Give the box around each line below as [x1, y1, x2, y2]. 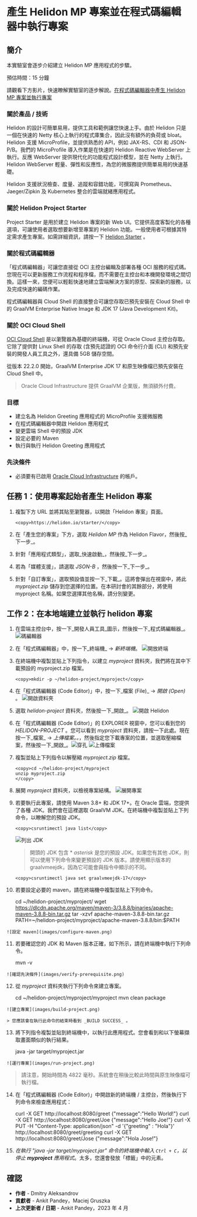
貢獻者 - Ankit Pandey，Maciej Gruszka [15, 1197, 110, 1204]
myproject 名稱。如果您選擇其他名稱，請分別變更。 [15, 590, 139, 597]
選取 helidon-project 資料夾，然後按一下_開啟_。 [15, 707, 132, 714]
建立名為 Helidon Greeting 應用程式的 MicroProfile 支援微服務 [15, 413, 163, 420]
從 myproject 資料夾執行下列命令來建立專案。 [15, 982, 125, 989]
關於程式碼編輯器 [6, 249, 55, 257]
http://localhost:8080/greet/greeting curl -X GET [15, 1129, 132, 1136]
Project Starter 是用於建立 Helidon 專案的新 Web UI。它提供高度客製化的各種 [6, 218, 191, 225]
